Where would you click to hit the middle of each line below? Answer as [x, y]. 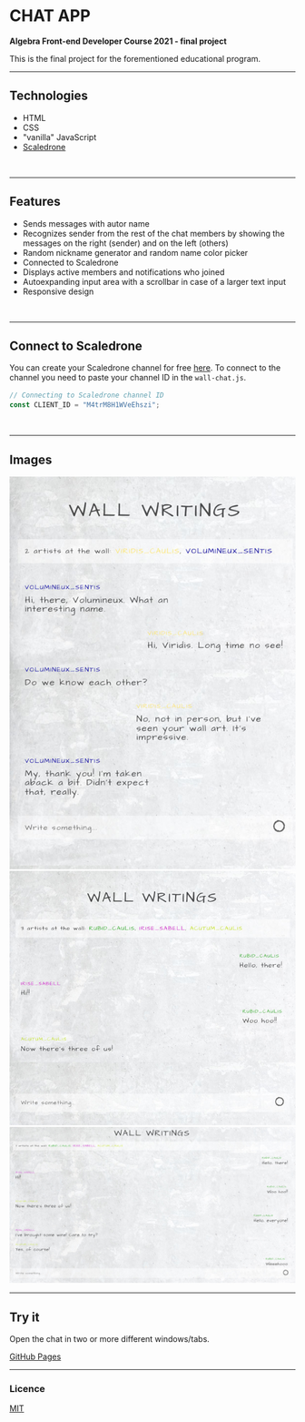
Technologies [49, 96]
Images [31, 459]
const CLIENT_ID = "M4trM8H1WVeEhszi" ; [85, 405]
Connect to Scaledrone [76, 345]
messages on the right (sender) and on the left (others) [125, 243]
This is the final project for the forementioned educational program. [135, 58]
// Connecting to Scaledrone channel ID [87, 396]
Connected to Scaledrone [70, 262]
